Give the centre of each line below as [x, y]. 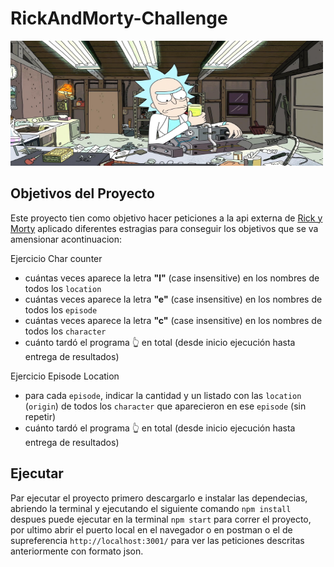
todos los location [63, 288]
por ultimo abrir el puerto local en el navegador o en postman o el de [151, 529]
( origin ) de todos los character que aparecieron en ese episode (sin [165, 406]
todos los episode [61, 309]
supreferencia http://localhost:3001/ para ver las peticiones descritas [157, 540]
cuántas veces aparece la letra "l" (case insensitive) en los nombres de [172, 278]
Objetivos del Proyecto [82, 193]
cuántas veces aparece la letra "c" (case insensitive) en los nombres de [173, 320]
